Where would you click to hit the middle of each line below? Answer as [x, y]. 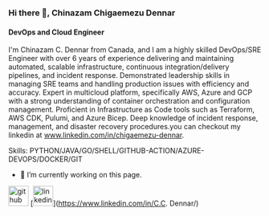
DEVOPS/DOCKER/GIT [45, 159]
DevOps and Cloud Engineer [56, 32]
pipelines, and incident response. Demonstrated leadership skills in [119, 75]
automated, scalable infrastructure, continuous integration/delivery [119, 67]
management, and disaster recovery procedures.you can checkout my [124, 127]
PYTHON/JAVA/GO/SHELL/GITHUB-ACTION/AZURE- [117, 151]
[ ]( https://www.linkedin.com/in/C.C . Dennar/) [114, 203]
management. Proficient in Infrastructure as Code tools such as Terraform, [132, 110]
